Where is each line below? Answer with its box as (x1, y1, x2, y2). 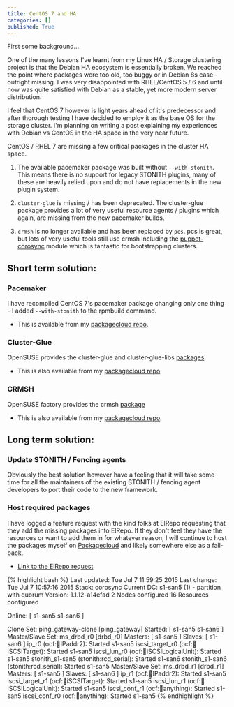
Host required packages (7, 503, 91, 513)
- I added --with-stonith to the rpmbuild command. (7, 306, 157, 315)
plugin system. (17, 186, 60, 194)
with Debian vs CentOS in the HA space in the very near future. (7, 128, 189, 137)
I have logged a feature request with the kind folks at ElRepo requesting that (7, 519, 226, 527)
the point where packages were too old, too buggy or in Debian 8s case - (7, 70, 218, 79)
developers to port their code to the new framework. (7, 486, 159, 494)
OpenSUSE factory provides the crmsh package (7, 400, 145, 408)
